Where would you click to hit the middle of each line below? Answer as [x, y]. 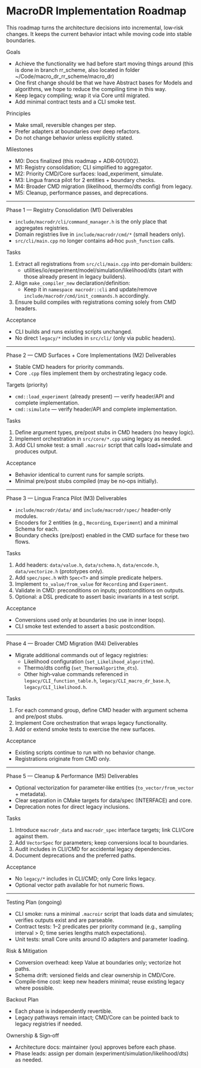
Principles [19, 113]
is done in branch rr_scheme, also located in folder [77, 69]
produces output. [36, 451]
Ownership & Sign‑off [33, 1035]
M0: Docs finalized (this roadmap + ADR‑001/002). [77, 161]
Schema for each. [37, 529]
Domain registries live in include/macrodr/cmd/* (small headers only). [100, 234]
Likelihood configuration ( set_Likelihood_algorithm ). [89, 661]
